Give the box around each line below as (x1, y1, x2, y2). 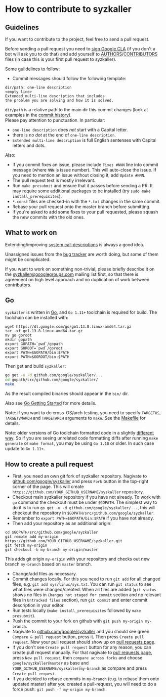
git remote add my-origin (5, 534, 58, 539)
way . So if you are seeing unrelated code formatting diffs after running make (5, 435, 158, 441)
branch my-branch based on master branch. (5, 561, 92, 567)
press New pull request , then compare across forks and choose (12, 655, 143, 661)
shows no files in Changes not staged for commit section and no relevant (12, 592, 161, 598)
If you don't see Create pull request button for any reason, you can (12, 644, 152, 651)
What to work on (5, 228, 57, 237)
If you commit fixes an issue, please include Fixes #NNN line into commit (12, 162, 159, 168)
